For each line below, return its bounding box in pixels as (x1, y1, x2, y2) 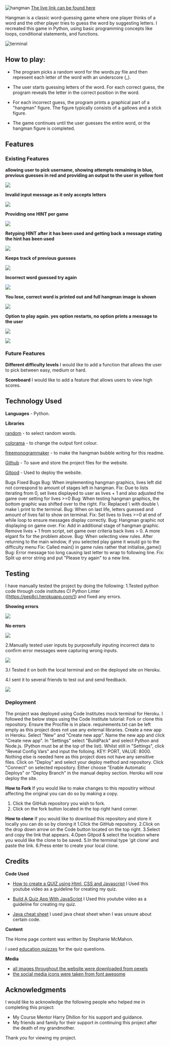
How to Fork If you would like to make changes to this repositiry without (5, 785, 155, 791)
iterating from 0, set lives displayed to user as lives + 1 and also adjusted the (5, 490, 164, 496)
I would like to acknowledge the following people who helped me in (5, 999, 145, 1005)
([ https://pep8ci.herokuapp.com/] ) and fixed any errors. (5, 594, 121, 600)
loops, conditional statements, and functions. (5, 31, 100, 37)
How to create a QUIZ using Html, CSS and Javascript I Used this (12, 881, 148, 887)
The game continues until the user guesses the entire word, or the (12, 120, 151, 126)
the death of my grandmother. (12, 1025, 75, 1031)
